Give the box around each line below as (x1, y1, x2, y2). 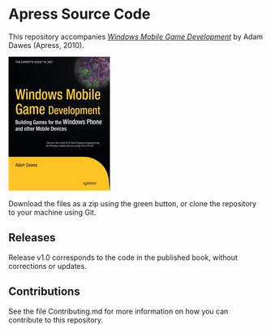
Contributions (8, 285, 80, 299)
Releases (8, 231, 56, 244)
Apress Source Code (8, 5, 151, 24)
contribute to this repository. (8, 314, 104, 325)
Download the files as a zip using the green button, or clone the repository (8, 198, 257, 208)
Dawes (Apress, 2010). (8, 40, 84, 50)
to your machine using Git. (8, 207, 97, 217)
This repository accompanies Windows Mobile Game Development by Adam (8, 32, 264, 41)
